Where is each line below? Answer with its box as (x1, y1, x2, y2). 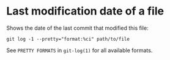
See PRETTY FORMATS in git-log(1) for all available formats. (6, 47, 153, 54)
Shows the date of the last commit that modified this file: (6, 24, 149, 32)
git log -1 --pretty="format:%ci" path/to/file (6, 36, 130, 42)
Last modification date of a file (6, 4, 164, 18)
